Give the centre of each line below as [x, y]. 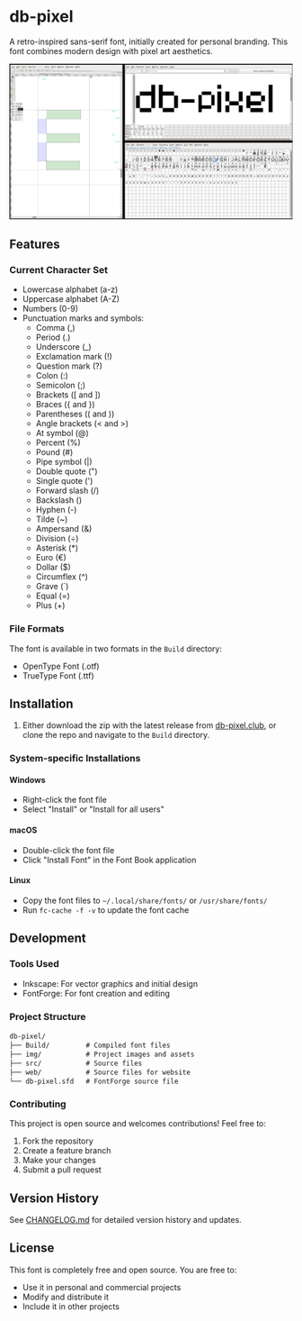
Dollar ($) [53, 567]
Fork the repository [58, 1141]
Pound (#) [54, 452]
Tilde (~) [52, 519]
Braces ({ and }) [66, 405]
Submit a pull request [62, 1170]
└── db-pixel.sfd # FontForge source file [94, 1081]
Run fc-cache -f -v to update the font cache [106, 910]
